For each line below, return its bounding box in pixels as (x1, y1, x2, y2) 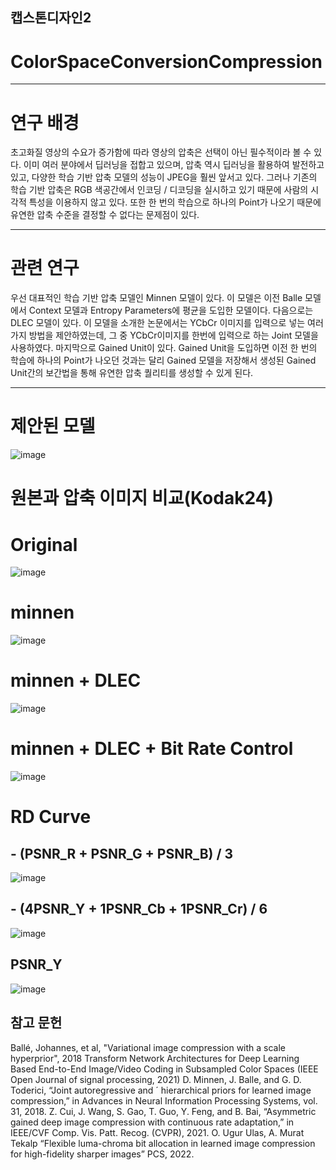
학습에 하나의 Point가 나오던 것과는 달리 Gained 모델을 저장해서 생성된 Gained (10, 354, 317, 367)
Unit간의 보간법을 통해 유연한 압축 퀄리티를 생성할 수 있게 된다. (10, 367, 254, 379)
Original (10, 533, 78, 556)
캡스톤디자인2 (10, 9, 92, 27)
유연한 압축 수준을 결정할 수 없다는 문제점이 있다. (10, 209, 200, 221)
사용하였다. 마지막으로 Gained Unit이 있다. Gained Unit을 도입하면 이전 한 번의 (10, 342, 318, 354)
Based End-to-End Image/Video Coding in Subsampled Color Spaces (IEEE (10, 1063, 319, 1075)
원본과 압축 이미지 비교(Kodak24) (10, 487, 275, 510)
